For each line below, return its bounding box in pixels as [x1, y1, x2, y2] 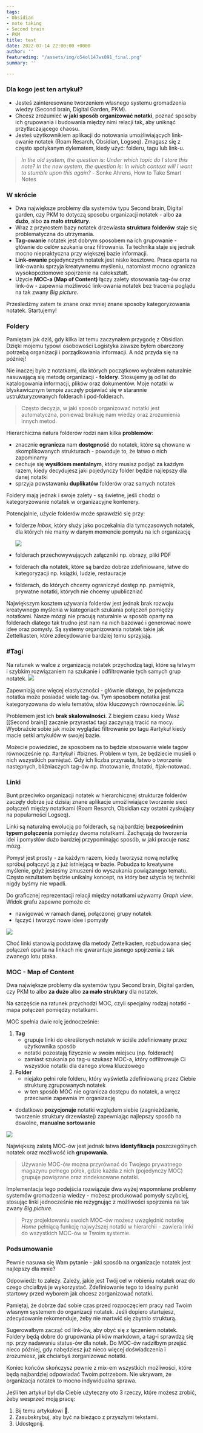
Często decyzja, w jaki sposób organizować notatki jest [21, 405, 160, 412]
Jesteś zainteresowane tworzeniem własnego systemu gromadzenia [15, 99, 187, 106]
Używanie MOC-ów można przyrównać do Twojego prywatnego [21, 1160, 182, 1168]
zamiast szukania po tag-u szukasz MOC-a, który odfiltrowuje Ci [24, 1056, 186, 1063]
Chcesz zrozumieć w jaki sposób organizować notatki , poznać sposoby [15, 112, 197, 119]
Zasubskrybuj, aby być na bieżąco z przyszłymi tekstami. [15, 1413, 159, 1421]
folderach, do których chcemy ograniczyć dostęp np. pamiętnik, [15, 582, 175, 589]
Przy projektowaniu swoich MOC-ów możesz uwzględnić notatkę [21, 1216, 184, 1224]
